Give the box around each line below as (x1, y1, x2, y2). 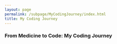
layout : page (4, 7, 31, 12)
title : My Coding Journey (4, 16, 58, 21)
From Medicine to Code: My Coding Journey (4, 32, 113, 39)
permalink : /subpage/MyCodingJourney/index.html (4, 12, 106, 17)
